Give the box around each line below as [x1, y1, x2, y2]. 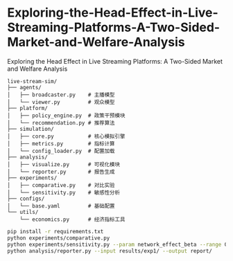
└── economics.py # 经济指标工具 [19, 216, 126, 223]
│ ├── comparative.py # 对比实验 [7, 181, 116, 188]
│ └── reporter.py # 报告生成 [7, 168, 116, 175]
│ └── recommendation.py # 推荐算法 [7, 119, 116, 126]
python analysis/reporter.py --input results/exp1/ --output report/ [7, 247, 213, 254]
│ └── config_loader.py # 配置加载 [7, 147, 116, 154]
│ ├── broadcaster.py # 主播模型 [7, 91, 116, 98]
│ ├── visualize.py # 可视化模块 [7, 161, 120, 168]
